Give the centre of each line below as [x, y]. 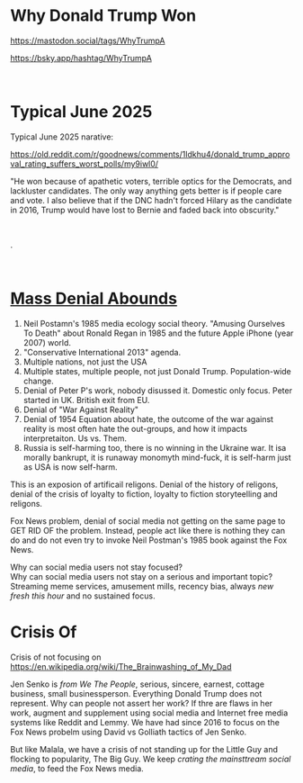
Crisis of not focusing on [56, 657]
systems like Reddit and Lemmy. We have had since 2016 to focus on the [145, 722]
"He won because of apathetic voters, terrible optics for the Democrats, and [151, 181]
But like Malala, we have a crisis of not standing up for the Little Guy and [144, 749]
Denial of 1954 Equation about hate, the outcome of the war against [148, 418]
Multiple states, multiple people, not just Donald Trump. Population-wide [157, 371]
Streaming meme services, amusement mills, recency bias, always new [142, 586]
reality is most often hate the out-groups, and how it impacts [135, 428]
